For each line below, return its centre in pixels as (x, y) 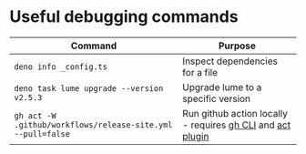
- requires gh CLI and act (236, 125)
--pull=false (42, 133)
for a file (200, 72)
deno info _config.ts (61, 67)
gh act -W (35, 115)
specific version (216, 98)
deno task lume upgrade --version (89, 88)
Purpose (237, 46)
